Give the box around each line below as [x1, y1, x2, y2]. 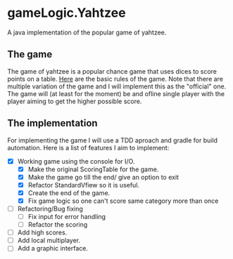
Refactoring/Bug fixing [17, 204, 83, 213]
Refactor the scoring [27, 220, 88, 229]
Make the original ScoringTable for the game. [27, 165, 159, 173]
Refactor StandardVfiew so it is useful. [27, 180, 139, 189]
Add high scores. [17, 228, 68, 237]
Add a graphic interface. [17, 244, 88, 253]
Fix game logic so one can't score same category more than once [27, 197, 219, 205]
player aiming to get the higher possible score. [7, 97, 142, 105]
